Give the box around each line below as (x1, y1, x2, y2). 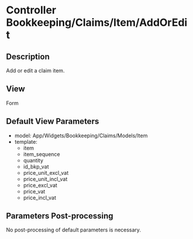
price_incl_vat (23, 194, 57, 201)
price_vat (23, 188, 46, 195)
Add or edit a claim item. (6, 67, 65, 74)
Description (6, 51, 50, 61)
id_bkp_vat (23, 163, 49, 170)
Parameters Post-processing (6, 211, 113, 221)
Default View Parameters (6, 116, 99, 126)
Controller (6, 4, 57, 17)
